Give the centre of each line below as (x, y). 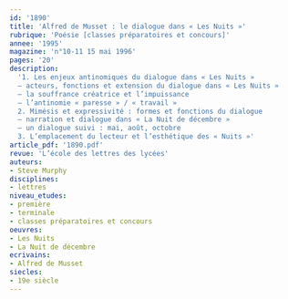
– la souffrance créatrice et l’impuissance (103, 94)
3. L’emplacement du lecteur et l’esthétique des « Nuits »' (136, 137)
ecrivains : (30, 255)
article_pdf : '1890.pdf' (57, 145)
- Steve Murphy (38, 170)
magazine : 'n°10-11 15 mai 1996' (73, 52)
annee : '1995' (36, 43)
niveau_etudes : (38, 196)
